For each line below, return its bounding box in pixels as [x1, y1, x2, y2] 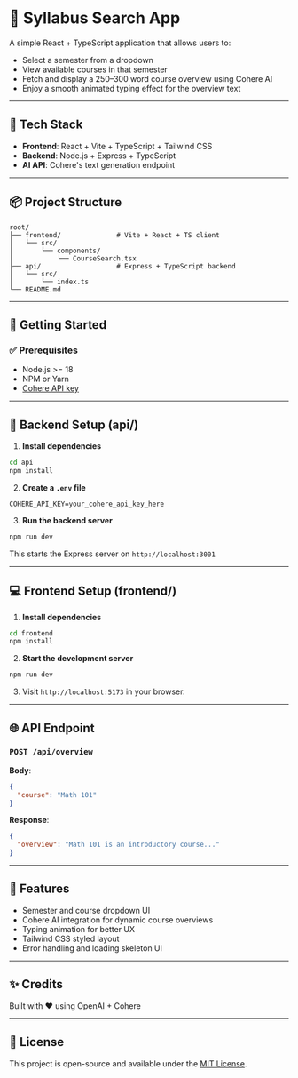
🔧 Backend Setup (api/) [9, 417, 139, 432]
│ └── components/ [9, 246, 101, 255]
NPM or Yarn [21, 373, 69, 385]
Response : [9, 815, 50, 826]
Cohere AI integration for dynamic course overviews [21, 914, 214, 925]
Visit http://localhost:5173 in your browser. [21, 686, 185, 697]
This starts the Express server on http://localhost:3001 [9, 548, 216, 559]
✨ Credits [9, 977, 64, 992]
